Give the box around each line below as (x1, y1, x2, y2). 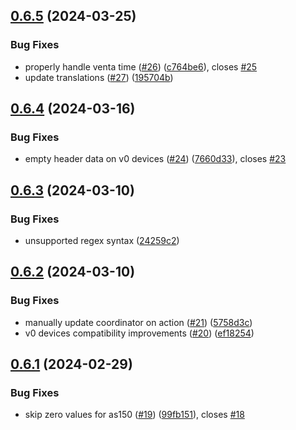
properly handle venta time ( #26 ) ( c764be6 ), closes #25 (24, 60, 258, 73)
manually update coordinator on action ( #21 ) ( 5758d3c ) (24, 316, 253, 328)
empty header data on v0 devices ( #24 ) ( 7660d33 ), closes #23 (24, 153, 287, 165)
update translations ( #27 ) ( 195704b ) (24, 71, 174, 83)
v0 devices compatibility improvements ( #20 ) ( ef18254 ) (24, 327, 255, 339)
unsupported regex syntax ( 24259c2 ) (24, 235, 180, 247)
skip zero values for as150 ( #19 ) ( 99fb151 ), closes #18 (24, 409, 245, 421)
